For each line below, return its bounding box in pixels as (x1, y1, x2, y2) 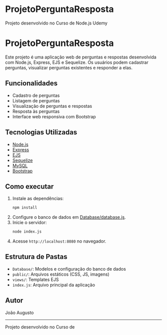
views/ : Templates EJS (12, 276, 59, 283)
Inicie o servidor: (12, 220, 47, 226)
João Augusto (5, 310, 34, 316)
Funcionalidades (5, 79, 58, 88)
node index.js (12, 229, 42, 234)
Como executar (5, 182, 54, 191)
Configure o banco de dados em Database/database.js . (12, 214, 126, 220)
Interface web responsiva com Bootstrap (12, 113, 96, 119)
